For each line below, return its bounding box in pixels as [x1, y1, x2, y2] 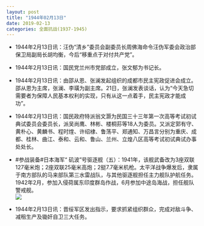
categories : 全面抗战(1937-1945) [6, 26, 88, 32]
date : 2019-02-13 [6, 20, 51, 26]
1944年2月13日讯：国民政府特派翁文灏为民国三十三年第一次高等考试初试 [15, 113, 197, 120]
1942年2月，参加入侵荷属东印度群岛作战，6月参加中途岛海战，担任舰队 [15, 179, 194, 186]
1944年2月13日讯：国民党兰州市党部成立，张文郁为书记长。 [15, 64, 165, 71]
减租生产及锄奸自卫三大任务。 [15, 213, 90, 221]
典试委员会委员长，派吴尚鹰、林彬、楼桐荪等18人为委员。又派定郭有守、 [15, 120, 197, 128]
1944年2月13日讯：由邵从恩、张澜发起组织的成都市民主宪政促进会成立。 [15, 77, 197, 84]
